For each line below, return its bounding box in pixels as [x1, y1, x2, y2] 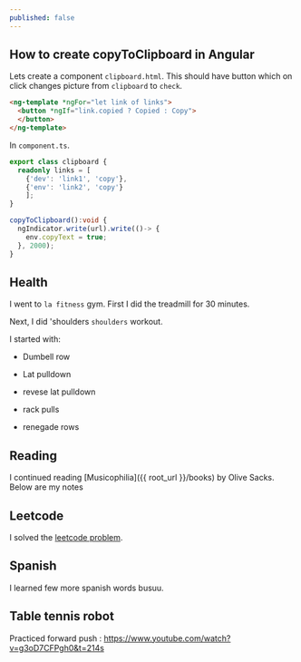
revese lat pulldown [22, 386, 96, 397]
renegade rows [22, 422, 80, 433]
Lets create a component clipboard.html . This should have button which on [9, 71, 293, 82]
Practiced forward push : [9, 632, 102, 644]
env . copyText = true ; [25, 232, 107, 241]
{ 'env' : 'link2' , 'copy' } [25, 182, 124, 191]
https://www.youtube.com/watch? [103, 632, 231, 644]
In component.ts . [9, 140, 70, 151]
